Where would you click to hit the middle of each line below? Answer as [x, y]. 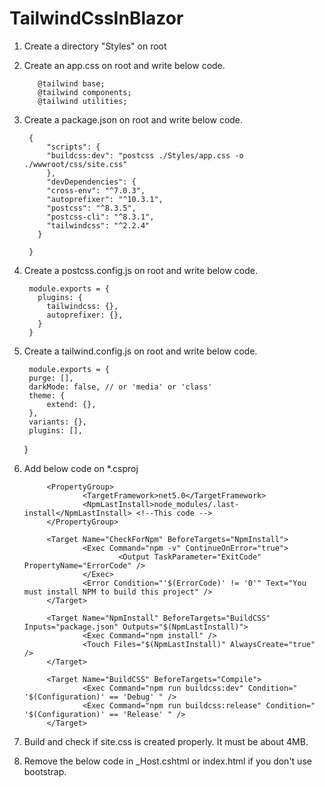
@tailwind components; [84, 92]
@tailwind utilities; [82, 101]
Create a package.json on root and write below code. [133, 119]
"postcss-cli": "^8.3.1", [100, 217]
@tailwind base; [71, 83]
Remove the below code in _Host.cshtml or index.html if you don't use [167, 761]
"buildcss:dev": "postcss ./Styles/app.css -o [145, 155]
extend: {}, [71, 404]
